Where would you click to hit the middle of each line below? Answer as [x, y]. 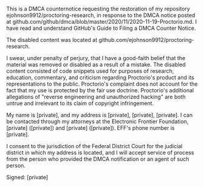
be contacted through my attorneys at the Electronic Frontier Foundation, [97, 121]
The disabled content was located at [52, 40]
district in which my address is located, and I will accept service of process [100, 152]
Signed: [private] [27, 177]
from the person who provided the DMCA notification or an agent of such [98, 159]
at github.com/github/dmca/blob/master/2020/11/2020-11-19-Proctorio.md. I [102, 22]
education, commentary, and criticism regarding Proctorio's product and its [100, 77]
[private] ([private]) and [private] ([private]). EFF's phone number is [90, 128]
